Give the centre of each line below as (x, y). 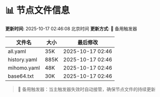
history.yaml (22, 59)
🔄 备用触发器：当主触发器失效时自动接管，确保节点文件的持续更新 (87, 89)
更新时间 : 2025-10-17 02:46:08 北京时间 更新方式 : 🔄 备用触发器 (71, 28)
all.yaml (17, 51)
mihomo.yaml (24, 68)
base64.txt (21, 76)
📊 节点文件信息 (38, 10)
